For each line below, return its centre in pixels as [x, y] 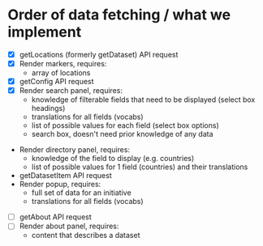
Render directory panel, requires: [75, 150]
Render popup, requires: [60, 184]
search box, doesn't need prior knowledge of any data [122, 134]
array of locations [61, 73]
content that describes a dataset [86, 235]
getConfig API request [56, 82]
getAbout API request [56, 217]
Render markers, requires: [63, 64]
